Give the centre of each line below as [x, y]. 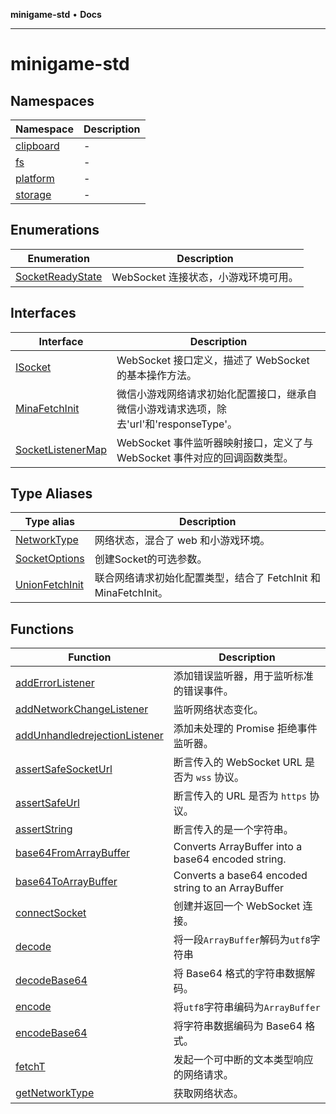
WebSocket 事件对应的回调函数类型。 [205, 457]
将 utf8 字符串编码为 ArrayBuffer [247, 1007]
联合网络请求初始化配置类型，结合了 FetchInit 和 [207, 578]
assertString [44, 829]
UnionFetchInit [49, 585]
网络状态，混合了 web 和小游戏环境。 [182, 541]
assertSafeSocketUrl [64, 769]
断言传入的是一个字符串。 [233, 830]
